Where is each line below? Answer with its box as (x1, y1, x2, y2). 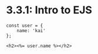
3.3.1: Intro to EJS (6, 3, 93, 17)
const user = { (6, 23, 43, 28)
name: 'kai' (16, 27, 46, 34)
